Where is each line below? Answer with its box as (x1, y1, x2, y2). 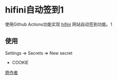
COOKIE (12, 59, 29, 65)
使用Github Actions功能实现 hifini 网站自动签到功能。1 (5, 21, 113, 27)
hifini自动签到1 (5, 4, 64, 16)
